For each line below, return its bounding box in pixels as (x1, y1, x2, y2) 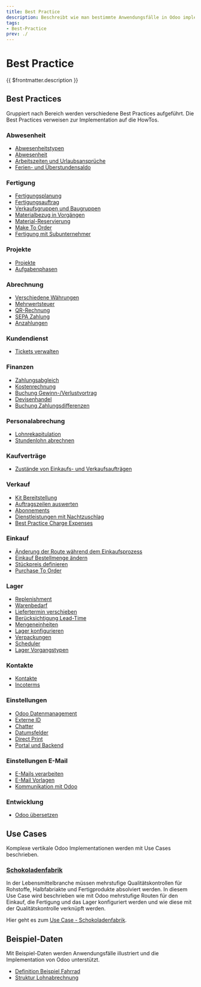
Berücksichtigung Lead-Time (14, 615, 87, 622)
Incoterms (14, 681, 40, 688)
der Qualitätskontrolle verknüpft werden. (6, 905, 106, 912)
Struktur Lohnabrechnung (14, 974, 79, 982)
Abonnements (14, 506, 50, 514)
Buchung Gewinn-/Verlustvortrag (14, 389, 98, 396)
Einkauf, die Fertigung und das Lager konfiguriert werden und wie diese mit (6, 898, 192, 906)
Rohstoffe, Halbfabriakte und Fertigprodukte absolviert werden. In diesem (6, 886, 188, 893)
